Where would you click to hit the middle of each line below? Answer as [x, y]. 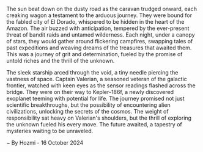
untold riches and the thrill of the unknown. [61, 61]
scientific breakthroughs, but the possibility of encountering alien [88, 105]
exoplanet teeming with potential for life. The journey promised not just [95, 98]
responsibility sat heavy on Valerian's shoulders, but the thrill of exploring [99, 118]
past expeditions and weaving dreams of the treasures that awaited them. [99, 48]
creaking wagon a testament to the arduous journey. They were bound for [99, 15]
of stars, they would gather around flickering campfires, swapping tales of [100, 41]
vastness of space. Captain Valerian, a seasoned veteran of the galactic [97, 79]
